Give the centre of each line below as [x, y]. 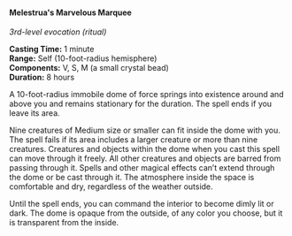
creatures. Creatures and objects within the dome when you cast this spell [145, 149]
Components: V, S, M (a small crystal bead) [89, 68]
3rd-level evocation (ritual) [58, 32]
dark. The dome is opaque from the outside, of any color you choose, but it [146, 213]
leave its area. [35, 113]
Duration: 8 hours [42, 77]
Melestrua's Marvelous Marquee [71, 12]
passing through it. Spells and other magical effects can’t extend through [142, 168]
